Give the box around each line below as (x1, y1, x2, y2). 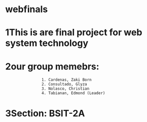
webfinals (5, 4, 48, 15)
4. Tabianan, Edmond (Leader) (41, 91, 105, 96)
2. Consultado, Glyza (41, 82, 87, 87)
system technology (5, 37, 89, 49)
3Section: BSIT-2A (5, 107, 85, 119)
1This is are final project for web (5, 27, 142, 38)
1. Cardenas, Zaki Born (41, 77, 92, 83)
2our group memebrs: (5, 61, 100, 72)
